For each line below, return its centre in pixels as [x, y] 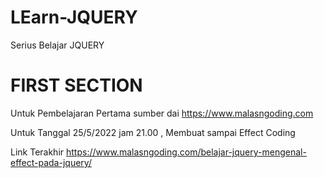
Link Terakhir [37, 152]
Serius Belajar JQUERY [57, 45]
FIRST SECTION [76, 85]
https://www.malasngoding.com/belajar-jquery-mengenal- [186, 152]
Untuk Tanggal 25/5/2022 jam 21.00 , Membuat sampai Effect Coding [153, 132]
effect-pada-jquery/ [51, 162]
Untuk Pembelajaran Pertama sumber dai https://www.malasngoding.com [162, 113]
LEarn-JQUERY [74, 17]
